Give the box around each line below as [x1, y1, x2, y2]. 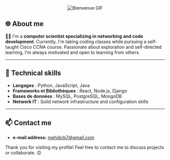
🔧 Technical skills [5, 69, 62, 78]
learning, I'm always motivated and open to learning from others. [5, 49, 140, 55]
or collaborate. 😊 [5, 150, 41, 156]
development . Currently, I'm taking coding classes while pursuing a [5, 38, 147, 45]
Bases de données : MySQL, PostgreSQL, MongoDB [12, 93, 122, 99]
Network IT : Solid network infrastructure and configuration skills [12, 99, 149, 105]
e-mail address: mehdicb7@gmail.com [12, 135, 95, 141]
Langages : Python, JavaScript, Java [12, 82, 90, 88]
